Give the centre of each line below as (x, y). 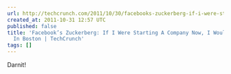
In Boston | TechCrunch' (49, 39)
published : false (32, 26)
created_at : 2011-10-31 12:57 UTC (57, 20)
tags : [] (20, 45)
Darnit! (16, 65)
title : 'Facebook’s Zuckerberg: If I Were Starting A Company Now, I (109, 33)
